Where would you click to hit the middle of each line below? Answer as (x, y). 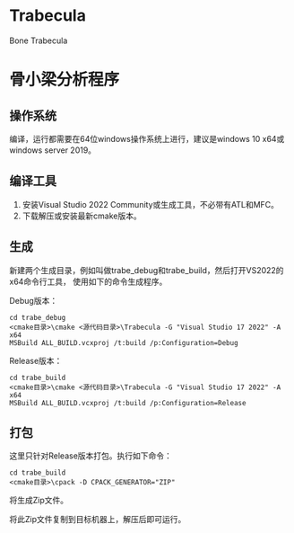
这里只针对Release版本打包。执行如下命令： (91, 456)
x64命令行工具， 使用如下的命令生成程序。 (88, 281)
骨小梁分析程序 (65, 80)
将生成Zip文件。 (39, 501)
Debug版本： (34, 300)
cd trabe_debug (38, 317)
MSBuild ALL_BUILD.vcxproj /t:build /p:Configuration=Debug (124, 342)
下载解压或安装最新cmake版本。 (82, 216)
